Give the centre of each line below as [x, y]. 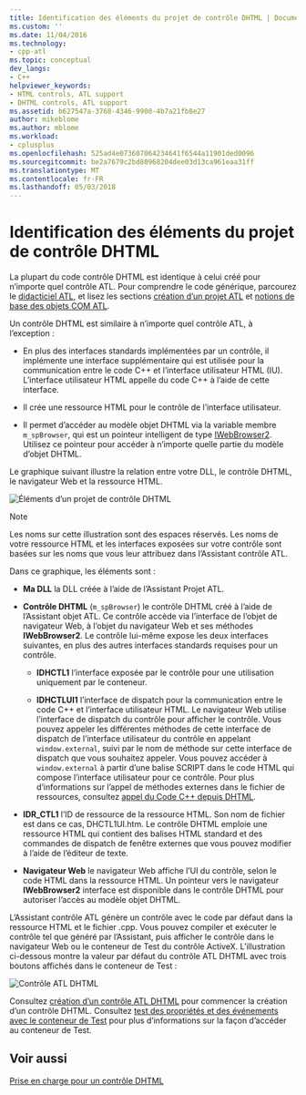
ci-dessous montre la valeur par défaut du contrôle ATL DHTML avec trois [148, 957]
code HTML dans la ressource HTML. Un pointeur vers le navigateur [151, 881]
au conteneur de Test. [51, 1030]
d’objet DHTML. [52, 454]
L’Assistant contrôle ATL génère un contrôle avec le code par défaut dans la [151, 917]
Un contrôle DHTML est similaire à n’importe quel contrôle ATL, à [131, 323]
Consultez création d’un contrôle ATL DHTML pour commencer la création [148, 1001]
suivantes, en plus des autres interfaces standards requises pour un [150, 645]
